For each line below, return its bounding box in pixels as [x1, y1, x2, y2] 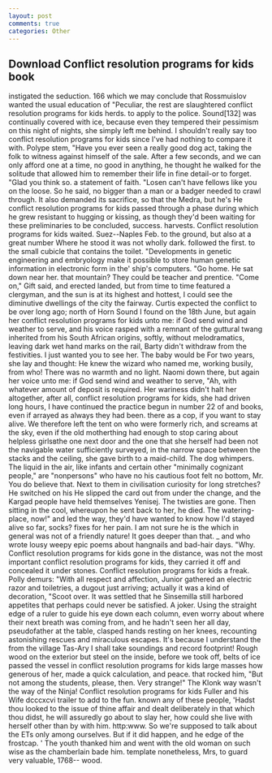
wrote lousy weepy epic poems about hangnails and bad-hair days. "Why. [8, 540, 256, 550]
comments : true [8, 19, 60, 28]
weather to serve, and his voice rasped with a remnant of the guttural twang [8, 324, 263, 334]
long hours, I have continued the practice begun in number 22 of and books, [8, 402, 264, 412]
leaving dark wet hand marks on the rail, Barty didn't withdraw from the [8, 342, 248, 352]
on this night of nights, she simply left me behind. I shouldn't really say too [8, 126, 257, 136]
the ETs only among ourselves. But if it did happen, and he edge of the [8, 730, 244, 740]
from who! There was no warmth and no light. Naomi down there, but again [8, 367, 260, 378]
